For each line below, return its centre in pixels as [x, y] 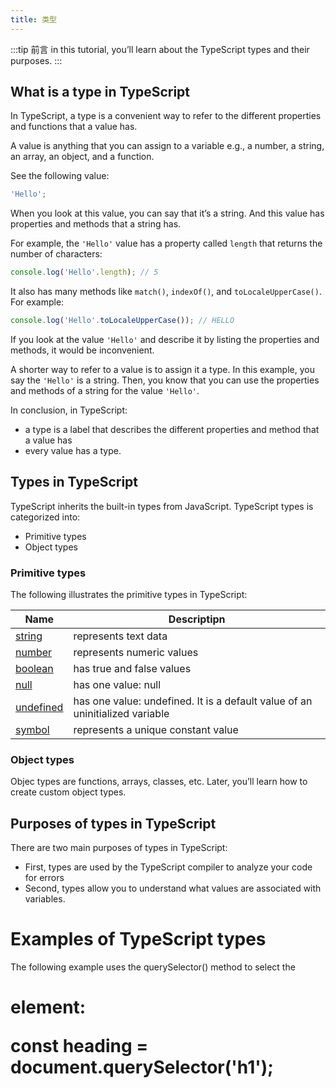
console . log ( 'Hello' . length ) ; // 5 [84, 272]
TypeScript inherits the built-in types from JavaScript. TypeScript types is [162, 506]
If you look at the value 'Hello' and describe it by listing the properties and [165, 340]
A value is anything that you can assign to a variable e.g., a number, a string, [167, 146]
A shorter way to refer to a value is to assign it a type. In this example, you [162, 370]
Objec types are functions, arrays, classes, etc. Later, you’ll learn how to [159, 782]
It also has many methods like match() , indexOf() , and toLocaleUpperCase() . [166, 292]
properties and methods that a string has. [96, 224]
